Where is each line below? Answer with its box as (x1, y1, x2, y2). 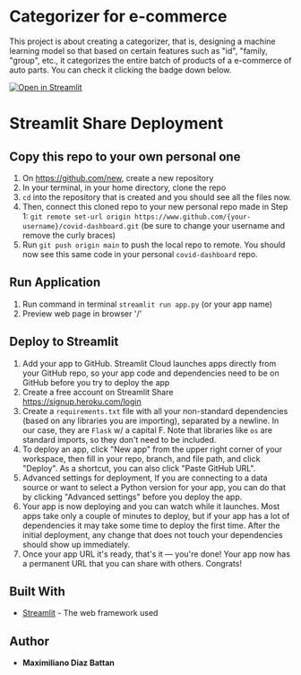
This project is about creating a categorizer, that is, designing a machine (9, 36, 276, 47)
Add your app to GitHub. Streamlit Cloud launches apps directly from (21, 358, 277, 368)
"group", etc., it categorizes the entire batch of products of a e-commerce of (9, 55, 292, 65)
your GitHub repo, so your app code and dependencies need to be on (21, 368, 279, 378)
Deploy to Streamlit (9, 334, 119, 350)
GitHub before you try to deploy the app (21, 376, 170, 387)
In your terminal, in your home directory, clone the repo (21, 182, 227, 193)
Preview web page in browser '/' (21, 307, 142, 319)
